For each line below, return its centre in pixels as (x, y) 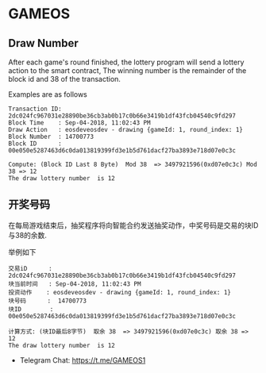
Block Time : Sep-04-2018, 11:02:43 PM (79, 123)
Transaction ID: (35, 109)
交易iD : (31, 268)
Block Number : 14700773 (51, 137)
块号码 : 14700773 (48, 301)
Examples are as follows (48, 94)
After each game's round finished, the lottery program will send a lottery (126, 62)
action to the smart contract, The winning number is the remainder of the (127, 71)
